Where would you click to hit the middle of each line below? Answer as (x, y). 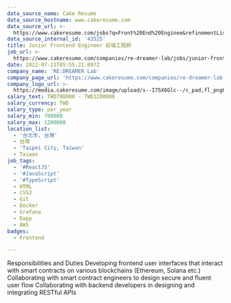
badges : (18, 231)
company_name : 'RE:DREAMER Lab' (53, 71)
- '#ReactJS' (32, 167)
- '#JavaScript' (36, 174)
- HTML (23, 187)
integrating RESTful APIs (42, 293)
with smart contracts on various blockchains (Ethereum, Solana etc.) (104, 271)
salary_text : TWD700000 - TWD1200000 (61, 97)
